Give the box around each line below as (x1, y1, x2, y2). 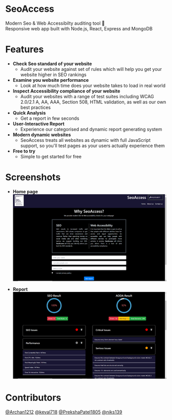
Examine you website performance (12, 77, 89, 83)
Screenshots (5, 172, 61, 183)
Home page (12, 188, 38, 194)
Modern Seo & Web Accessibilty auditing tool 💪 (5, 20, 105, 26)
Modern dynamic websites (12, 132, 71, 138)
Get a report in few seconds (20, 115, 79, 121)
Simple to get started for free (20, 153, 82, 159)
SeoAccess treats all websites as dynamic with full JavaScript (20, 137, 151, 143)
